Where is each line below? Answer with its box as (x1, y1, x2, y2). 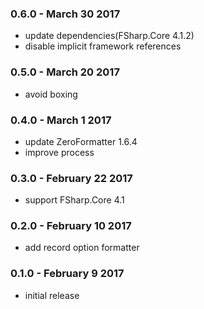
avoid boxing (24, 88, 78, 100)
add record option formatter (24, 242, 140, 254)
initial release (24, 289, 80, 301)
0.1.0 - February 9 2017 (10, 267, 125, 281)
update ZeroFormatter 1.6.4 (24, 135, 138, 147)
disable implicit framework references (24, 40, 182, 52)
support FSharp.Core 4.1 (24, 194, 125, 206)
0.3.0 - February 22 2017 (10, 171, 133, 185)
